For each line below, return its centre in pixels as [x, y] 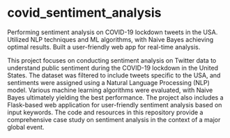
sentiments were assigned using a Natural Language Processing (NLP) [109, 82]
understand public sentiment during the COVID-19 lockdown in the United [113, 68]
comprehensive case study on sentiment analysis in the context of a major [114, 119]
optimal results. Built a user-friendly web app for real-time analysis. [104, 47]
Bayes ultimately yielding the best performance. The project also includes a [116, 97]
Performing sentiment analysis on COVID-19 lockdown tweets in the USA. [113, 32]
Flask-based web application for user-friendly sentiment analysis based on [115, 105]
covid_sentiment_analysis [84, 13]
